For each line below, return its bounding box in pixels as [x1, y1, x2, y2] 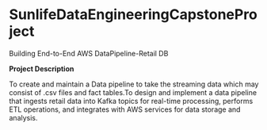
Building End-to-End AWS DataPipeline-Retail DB [9, 48, 169, 58]
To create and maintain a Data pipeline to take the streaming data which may [9, 79, 259, 89]
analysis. [9, 113, 38, 122]
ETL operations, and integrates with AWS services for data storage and [9, 105, 241, 114]
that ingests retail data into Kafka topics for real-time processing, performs [9, 96, 254, 105]
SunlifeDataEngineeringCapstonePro [9, 6, 258, 24]
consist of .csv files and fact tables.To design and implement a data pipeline [9, 87, 257, 97]
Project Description [9, 63, 74, 73]
